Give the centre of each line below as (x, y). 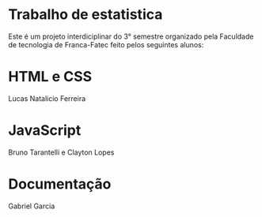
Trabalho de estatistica (85, 15)
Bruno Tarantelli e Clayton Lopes (61, 152)
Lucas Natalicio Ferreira (47, 98)
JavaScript (45, 131)
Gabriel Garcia (32, 206)
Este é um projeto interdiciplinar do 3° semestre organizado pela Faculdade (131, 36)
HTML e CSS (50, 77)
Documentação (60, 184)
